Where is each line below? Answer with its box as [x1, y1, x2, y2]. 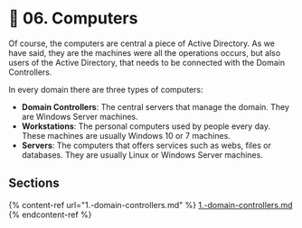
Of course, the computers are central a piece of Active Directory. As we [8, 38, 275, 49]
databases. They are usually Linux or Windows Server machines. [21, 149, 263, 160]
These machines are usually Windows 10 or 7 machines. [21, 130, 231, 141]
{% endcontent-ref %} [8, 209, 92, 220]
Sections [8, 176, 60, 191]
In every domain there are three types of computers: [8, 84, 204, 95]
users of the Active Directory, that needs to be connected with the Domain [8, 57, 286, 68]
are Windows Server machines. [21, 111, 138, 122]
